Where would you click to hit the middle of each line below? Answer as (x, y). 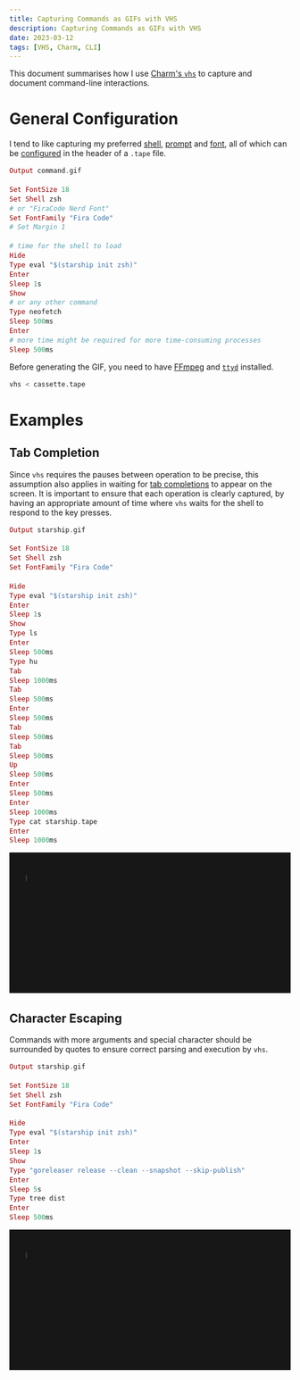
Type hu (24, 661)
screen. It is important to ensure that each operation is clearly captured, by (147, 493)
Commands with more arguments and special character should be (131, 1040)
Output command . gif (46, 171)
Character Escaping (66, 1018)
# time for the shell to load (66, 246)
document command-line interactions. (79, 83)
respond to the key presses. (61, 512)
